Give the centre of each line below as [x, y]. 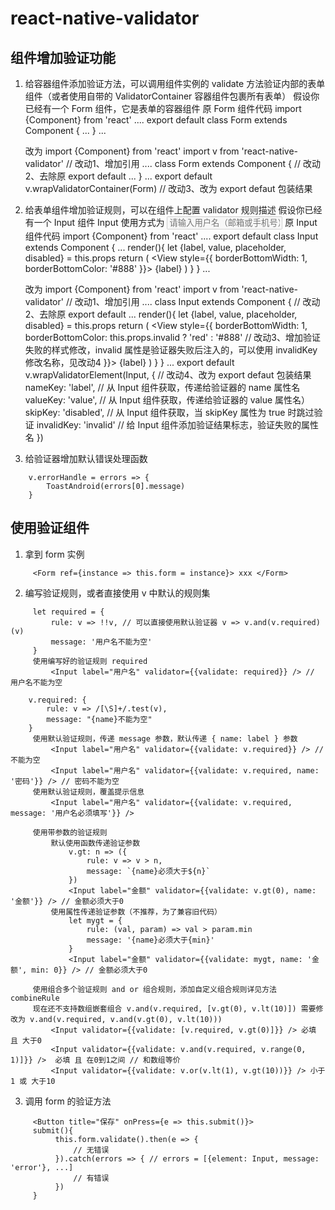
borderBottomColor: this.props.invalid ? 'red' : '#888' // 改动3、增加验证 [173, 337]
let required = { [68, 612]
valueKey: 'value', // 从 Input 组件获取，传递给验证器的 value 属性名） [167, 400]
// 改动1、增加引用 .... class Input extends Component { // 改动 [193, 301]
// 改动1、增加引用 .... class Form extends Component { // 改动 [193, 163]
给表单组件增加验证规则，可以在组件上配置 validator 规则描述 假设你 [164, 210]
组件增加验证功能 [63, 57]
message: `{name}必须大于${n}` [148, 871]
